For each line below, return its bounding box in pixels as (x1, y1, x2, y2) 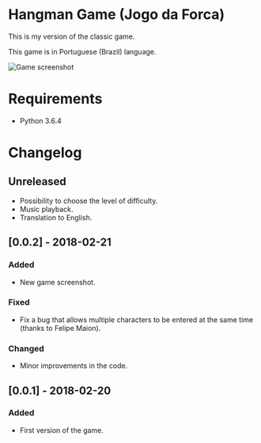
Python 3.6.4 (19, 116, 62, 126)
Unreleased (8, 175, 67, 189)
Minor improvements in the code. (19, 361, 128, 370)
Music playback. (19, 204, 74, 214)
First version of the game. (19, 425, 104, 435)
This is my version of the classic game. (8, 32, 135, 41)
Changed (8, 343, 45, 354)
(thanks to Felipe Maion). (19, 323, 101, 332)
